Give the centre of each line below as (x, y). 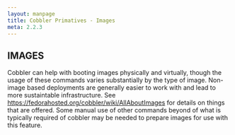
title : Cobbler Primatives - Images (61, 20)
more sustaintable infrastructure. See (62, 95)
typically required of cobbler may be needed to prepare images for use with (118, 118)
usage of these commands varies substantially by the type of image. (107, 80)
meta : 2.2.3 (25, 27)
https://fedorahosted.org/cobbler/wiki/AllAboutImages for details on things (116, 102)
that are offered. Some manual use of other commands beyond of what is (114, 110)
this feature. (25, 125)
